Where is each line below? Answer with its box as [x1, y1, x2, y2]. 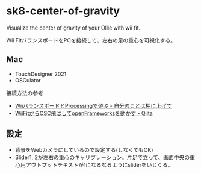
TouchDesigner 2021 [14, 70, 67, 78]
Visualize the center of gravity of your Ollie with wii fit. [6, 24, 141, 31]
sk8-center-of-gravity [6, 4, 120, 18]
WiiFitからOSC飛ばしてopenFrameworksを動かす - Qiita [14, 110, 153, 117]
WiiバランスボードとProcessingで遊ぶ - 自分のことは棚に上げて [14, 102, 172, 109]
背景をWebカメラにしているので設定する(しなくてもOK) [14, 146, 153, 153]
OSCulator [14, 76, 41, 84]
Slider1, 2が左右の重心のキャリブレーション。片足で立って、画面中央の [14, 154, 190, 161]
